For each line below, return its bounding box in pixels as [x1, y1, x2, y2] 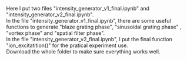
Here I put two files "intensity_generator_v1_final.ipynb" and [6, 5, 150, 12]
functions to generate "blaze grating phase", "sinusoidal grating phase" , [6, 23, 182, 30]
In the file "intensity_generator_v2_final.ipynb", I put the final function [6, 36, 172, 42]
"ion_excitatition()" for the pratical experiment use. [6, 42, 128, 49]
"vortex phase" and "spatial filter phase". [6, 30, 105, 37]
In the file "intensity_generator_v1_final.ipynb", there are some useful [6, 17, 172, 24]
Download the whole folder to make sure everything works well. [6, 48, 161, 55]
